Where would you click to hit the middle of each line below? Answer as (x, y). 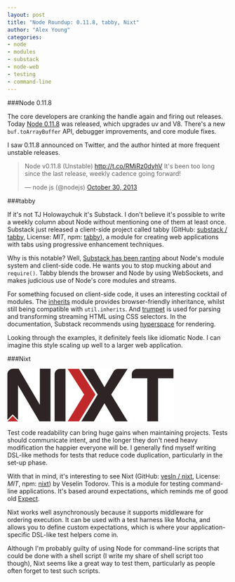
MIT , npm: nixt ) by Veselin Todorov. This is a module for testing (99, 483)
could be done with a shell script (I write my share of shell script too (105, 555)
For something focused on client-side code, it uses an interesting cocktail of (117, 294)
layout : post (26, 15)
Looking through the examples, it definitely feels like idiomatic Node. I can (114, 337)
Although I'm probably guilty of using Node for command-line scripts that (113, 548)
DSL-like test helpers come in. (75, 534)
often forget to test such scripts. (54, 571)
